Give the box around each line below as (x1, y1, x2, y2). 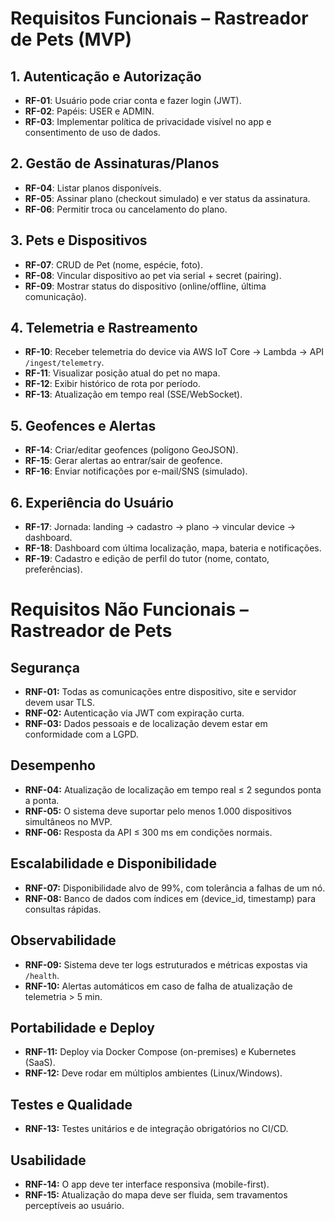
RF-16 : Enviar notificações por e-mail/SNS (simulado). (24, 465, 248, 477)
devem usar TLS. (24, 697, 95, 709)
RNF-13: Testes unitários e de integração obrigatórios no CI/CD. (24, 1123, 289, 1135)
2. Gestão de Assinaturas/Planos (10, 155, 220, 172)
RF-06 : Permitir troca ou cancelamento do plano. (24, 203, 228, 215)
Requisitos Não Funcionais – (10, 598, 249, 621)
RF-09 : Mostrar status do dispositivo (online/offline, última (24, 280, 267, 292)
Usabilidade (10, 1152, 87, 1169)
